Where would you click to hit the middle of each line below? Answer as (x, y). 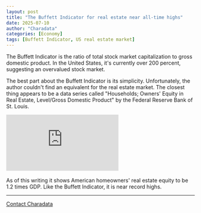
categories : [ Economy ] (34, 34)
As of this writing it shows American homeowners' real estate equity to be (97, 180)
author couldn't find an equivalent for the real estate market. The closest (95, 87)
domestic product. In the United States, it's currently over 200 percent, (94, 63)
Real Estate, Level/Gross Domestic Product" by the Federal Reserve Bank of (100, 100)
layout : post (22, 12)
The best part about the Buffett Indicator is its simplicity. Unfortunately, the (98, 81)
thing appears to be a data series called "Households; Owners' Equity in (95, 94)
